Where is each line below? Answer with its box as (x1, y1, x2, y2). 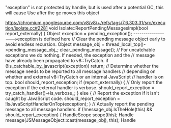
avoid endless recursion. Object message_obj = (5, 41, 105, 47)
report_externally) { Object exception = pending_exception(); (5, 31, 132, 36)
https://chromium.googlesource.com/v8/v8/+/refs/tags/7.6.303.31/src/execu (5, 20, 166, 25)
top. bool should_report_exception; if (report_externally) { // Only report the (5, 79, 163, 85)
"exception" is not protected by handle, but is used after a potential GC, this (5, 5, 164, 10)
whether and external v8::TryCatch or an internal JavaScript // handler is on (5, 74, 164, 80)
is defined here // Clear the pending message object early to (39, 36, 165, 42)
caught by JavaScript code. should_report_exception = (5, 95, 121, 101)
